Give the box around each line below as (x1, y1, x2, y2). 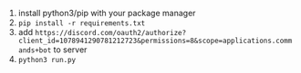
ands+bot (17, 46, 52, 55)
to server (53, 44, 88, 55)
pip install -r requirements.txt (17, 19, 146, 28)
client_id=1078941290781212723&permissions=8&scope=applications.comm (17, 36, 293, 45)
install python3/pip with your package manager (17, 8, 196, 18)
